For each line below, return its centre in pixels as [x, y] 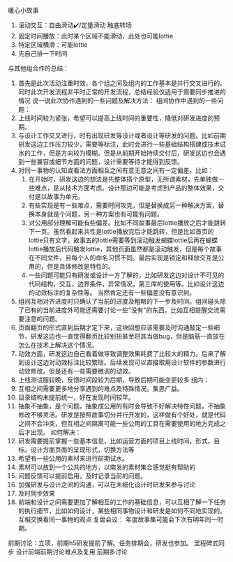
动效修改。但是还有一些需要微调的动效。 [76, 371]
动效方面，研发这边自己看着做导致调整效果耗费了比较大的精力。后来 [116, 354]
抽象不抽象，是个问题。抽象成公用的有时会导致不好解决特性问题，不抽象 [122, 406]
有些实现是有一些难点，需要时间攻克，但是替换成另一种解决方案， [123, 205]
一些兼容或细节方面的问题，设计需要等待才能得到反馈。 [104, 162]
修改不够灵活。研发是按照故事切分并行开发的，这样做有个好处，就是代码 [122, 415]
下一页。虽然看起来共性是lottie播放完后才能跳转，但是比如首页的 [121, 231]
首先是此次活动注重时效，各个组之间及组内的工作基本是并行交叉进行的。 [122, 83]
